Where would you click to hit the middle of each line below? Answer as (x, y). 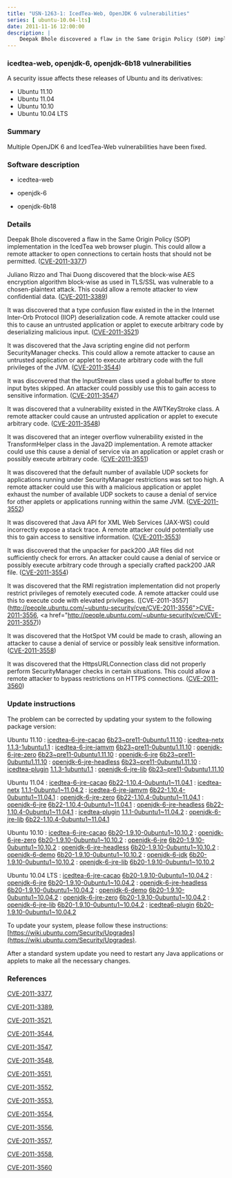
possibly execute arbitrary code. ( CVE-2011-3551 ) (78, 459)
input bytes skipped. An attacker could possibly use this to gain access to (112, 388)
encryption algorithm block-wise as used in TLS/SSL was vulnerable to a (110, 282)
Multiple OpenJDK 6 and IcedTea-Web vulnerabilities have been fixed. (107, 146)
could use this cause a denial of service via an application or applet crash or (116, 452)
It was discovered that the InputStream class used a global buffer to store (112, 381)
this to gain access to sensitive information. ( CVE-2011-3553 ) (94, 537)
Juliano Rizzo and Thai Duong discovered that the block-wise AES (101, 275)
